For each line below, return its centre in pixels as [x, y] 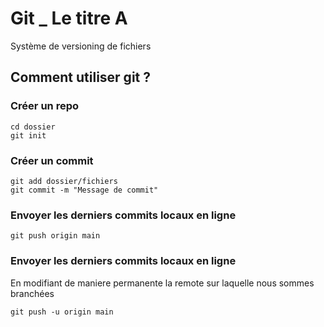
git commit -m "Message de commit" [84, 190]
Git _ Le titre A [69, 18]
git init [28, 135]
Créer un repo [44, 106]
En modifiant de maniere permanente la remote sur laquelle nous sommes [162, 283]
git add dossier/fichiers [64, 181]
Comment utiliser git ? [80, 77]
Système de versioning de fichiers [81, 46]
